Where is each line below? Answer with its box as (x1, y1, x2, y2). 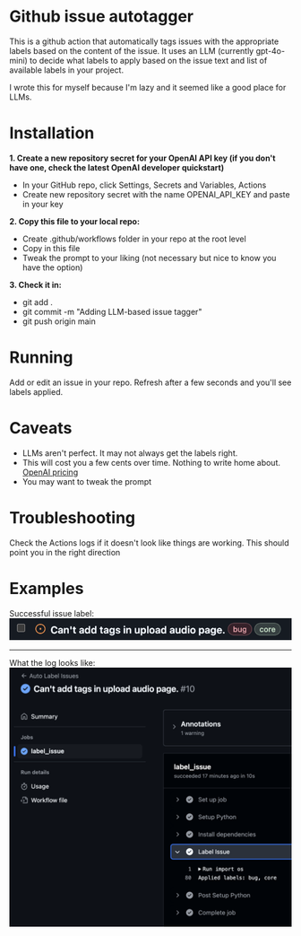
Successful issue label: (9, 608, 94, 618)
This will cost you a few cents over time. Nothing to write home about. (21, 457, 280, 468)
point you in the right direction (9, 547, 121, 557)
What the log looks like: (9, 658, 96, 669)
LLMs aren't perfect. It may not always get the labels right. (21, 447, 238, 459)
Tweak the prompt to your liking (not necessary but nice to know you (21, 252, 277, 263)
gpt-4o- (255, 45, 285, 56)
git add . (21, 296, 54, 307)
